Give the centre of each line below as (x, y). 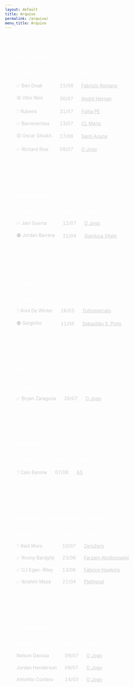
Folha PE (91, 112)
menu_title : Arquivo (26, 23)
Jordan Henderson (37, 668)
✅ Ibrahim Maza (34, 582)
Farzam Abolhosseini (106, 558)
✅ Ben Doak (29, 86)
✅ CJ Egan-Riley (35, 570)
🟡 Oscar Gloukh (34, 135)
